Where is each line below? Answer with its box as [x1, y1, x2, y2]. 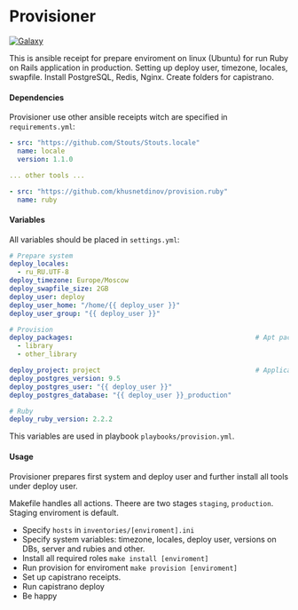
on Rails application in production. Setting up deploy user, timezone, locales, [9, 62, 288, 73]
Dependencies [9, 91, 65, 103]
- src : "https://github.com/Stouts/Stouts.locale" [9, 139, 200, 147]
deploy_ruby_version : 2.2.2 [9, 415, 114, 424]
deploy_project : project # [9, 366, 260, 375]
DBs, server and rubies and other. [21, 543, 145, 554]
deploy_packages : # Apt [9, 333, 276, 343]
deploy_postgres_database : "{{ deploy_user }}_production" [9, 391, 232, 400]
